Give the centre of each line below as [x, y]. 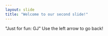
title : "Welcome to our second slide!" [47, 14]
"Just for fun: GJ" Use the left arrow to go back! [54, 28]
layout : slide [20, 10]
